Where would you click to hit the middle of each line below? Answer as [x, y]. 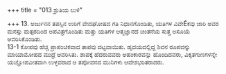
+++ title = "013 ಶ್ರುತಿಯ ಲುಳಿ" [45, 10]
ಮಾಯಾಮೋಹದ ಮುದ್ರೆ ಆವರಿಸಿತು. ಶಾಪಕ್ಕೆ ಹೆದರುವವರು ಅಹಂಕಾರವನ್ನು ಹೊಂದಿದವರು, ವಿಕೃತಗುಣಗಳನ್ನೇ [112, 54]
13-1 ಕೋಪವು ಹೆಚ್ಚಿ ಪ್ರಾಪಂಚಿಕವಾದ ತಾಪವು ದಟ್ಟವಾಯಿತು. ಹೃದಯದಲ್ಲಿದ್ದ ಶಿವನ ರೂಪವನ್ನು [99, 47]
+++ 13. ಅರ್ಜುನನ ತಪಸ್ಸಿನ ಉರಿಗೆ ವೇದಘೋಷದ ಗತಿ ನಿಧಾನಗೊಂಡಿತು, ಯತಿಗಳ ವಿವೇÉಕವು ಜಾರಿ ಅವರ [113, 24]
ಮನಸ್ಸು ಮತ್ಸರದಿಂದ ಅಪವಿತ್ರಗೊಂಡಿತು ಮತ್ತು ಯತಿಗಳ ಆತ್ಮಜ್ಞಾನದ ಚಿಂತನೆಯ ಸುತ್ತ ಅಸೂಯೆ [99, 31]
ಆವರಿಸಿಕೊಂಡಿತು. [25, 39]
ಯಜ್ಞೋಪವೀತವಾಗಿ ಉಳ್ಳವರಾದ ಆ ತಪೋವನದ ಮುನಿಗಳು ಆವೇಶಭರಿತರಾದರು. [86, 62]
